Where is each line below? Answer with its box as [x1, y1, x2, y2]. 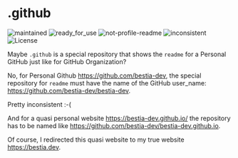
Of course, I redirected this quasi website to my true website [7, 135, 185, 144]
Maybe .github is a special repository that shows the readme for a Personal [7, 50, 227, 58]
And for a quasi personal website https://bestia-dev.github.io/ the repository [7, 114, 231, 122]
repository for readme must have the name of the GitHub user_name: [7, 78, 207, 87]
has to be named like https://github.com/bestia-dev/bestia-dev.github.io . [7, 121, 221, 130]
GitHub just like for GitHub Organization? [7, 57, 127, 65]
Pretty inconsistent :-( [7, 100, 71, 108]
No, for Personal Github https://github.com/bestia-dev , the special [7, 71, 202, 80]
